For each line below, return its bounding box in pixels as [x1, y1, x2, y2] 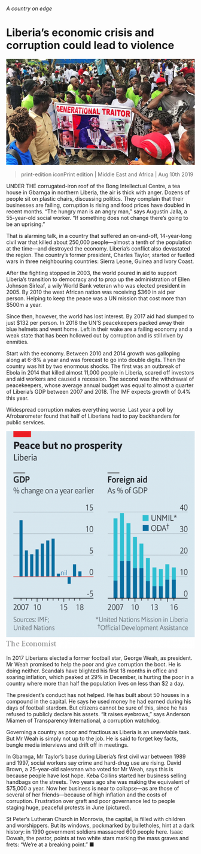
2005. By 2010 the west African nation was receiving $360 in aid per [6, 288, 175, 296]
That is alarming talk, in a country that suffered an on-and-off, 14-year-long [6, 233, 192, 240]
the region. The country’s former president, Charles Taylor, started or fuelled [6, 252, 195, 259]
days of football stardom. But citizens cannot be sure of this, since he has [6, 704, 188, 711]
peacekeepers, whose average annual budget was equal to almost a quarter [6, 382, 194, 389]
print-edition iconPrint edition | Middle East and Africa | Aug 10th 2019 [20, 171, 194, 178]
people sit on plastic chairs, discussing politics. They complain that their [6, 195, 184, 203]
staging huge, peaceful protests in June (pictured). [6, 804, 132, 811]
